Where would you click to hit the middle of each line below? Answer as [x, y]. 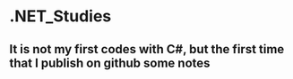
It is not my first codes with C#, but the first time [147, 49]
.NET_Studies [60, 16]
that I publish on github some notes [110, 63]
